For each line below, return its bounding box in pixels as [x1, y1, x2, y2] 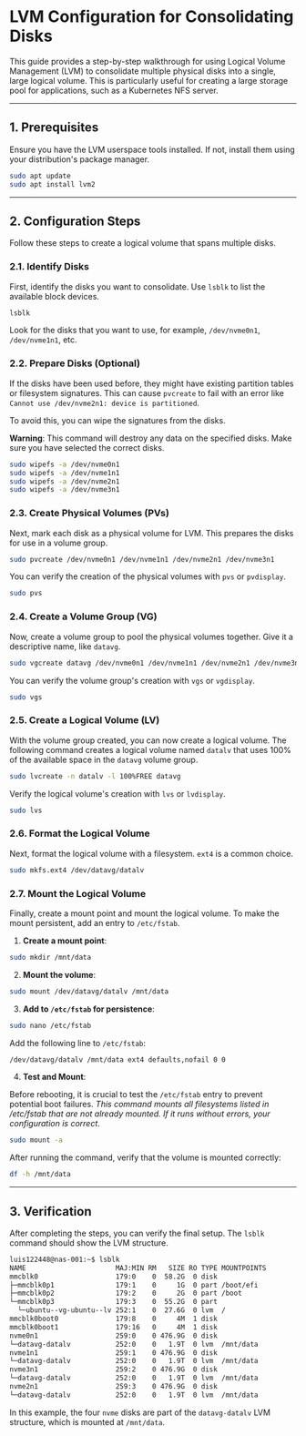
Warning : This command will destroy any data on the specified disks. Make [9, 433, 292, 443]
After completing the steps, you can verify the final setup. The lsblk [9, 1227, 265, 1238]
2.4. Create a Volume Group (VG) [9, 610, 158, 623]
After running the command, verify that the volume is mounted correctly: [9, 1152, 281, 1163]
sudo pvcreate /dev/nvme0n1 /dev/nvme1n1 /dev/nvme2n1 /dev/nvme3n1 [9, 555, 275, 564]
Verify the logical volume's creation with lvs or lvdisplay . [9, 788, 226, 799]
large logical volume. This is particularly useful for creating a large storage [9, 75, 289, 86]
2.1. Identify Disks [9, 260, 89, 273]
